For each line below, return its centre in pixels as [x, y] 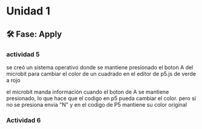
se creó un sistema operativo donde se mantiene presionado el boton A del [100, 67]
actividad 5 [23, 54]
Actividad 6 [24, 120]
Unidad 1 [28, 11]
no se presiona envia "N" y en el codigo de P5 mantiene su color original [97, 104]
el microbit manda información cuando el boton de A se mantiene [88, 92]
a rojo [14, 80]
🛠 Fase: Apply [34, 34]
